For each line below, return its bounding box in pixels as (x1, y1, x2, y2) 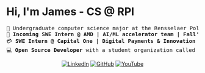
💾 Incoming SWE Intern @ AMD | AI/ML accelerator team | (6, 31, 181, 37)
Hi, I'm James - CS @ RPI (6, 5, 135, 19)
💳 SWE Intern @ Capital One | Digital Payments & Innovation (6, 37, 196, 44)
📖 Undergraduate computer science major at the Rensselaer (6, 25, 187, 31)
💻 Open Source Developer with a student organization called (6, 46, 195, 53)
